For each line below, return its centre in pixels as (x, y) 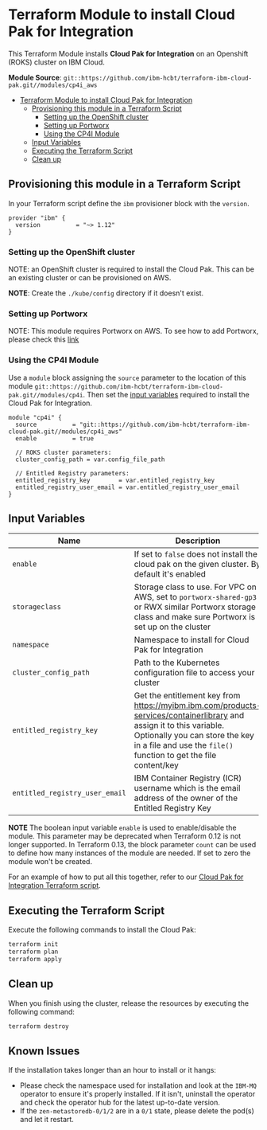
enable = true (54, 438)
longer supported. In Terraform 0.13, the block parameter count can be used (132, 845)
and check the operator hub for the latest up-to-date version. (120, 1103)
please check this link (44, 339)
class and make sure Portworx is (195, 617)
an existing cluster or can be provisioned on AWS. (90, 278)
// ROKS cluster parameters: (64, 452)
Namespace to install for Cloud (192, 640)
